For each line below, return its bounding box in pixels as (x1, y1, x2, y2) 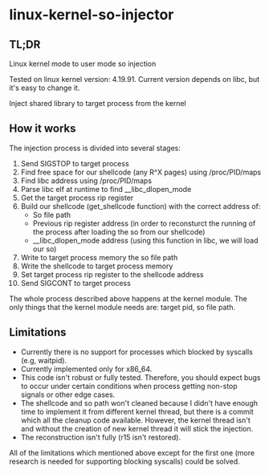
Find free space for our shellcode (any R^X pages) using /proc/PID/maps (20, 167, 262, 177)
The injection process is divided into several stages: (9, 143, 181, 153)
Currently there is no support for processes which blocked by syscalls (20, 347, 254, 357)
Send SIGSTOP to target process (20, 158, 129, 168)
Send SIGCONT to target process (20, 278, 131, 288)
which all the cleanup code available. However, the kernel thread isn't (20, 415, 251, 425)
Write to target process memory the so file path (20, 252, 178, 262)
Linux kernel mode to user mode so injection (9, 59, 157, 68)
